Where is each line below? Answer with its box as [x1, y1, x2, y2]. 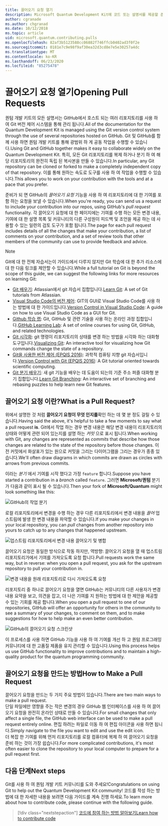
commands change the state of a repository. [12, 346, 104, 352]
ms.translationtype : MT [5, 49, 55, 54]
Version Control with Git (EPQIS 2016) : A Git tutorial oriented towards [17, 358, 159, 364]
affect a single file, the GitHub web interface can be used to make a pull [5, 715, 153, 721]
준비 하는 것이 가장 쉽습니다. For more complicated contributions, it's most [5, 740, 153, 746]
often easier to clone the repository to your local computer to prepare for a [5, 746, 159, 752]
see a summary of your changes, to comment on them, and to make [5, 610, 145, 616]
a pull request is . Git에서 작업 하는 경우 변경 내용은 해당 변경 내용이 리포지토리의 [5, 424, 162, 430]
